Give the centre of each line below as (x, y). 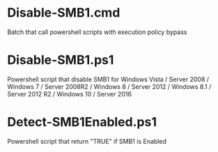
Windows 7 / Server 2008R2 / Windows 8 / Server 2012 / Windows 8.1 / (109, 86)
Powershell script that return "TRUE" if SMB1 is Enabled (87, 141)
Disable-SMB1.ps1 (61, 60)
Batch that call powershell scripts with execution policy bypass (97, 32)
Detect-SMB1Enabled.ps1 (82, 122)
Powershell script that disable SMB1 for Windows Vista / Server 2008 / (108, 79)
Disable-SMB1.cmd (64, 13)
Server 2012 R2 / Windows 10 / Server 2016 (70, 94)
